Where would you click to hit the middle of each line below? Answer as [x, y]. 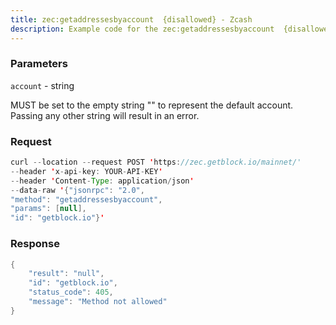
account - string [42, 85]
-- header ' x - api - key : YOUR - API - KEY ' [86, 171]
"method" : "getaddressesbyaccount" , [86, 199]
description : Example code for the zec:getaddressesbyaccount [142, 29]
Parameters [39, 64]
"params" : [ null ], [48, 209]
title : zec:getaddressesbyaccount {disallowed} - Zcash [131, 19]
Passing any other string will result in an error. [105, 115]
